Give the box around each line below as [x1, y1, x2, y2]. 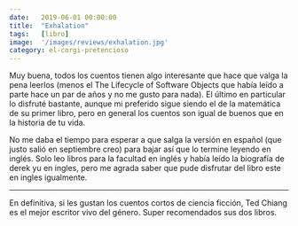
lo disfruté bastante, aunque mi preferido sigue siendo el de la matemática [9, 98, 281, 109]
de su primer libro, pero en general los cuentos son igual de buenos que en [9, 108, 284, 119]
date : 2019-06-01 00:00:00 [9, 12, 117, 22]
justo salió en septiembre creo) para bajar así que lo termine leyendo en [9, 144, 271, 155]
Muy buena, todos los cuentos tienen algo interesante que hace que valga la [9, 70, 288, 81]
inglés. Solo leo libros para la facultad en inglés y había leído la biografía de [9, 153, 286, 164]
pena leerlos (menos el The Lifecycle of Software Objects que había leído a [9, 80, 284, 90]
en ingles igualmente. [9, 172, 88, 183]
